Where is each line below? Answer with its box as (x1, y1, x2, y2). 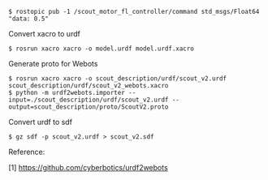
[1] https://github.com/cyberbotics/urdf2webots (8, 163, 168, 172)
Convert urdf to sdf (8, 118, 73, 126)
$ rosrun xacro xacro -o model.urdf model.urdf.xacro (8, 45, 195, 53)
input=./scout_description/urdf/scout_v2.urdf (8, 96, 169, 104)
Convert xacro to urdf (8, 29, 81, 38)
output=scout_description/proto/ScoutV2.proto (8, 103, 169, 111)
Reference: (8, 147, 45, 156)
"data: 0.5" (8, 15, 49, 23)
